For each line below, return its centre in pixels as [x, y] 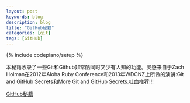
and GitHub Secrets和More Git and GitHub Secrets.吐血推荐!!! [80, 81]
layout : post [22, 11]
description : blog [28, 22]
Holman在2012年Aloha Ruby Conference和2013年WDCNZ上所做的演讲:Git [95, 74]
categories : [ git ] [28, 33]
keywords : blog [25, 17]
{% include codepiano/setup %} [45, 55]
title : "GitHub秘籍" [30, 28]
